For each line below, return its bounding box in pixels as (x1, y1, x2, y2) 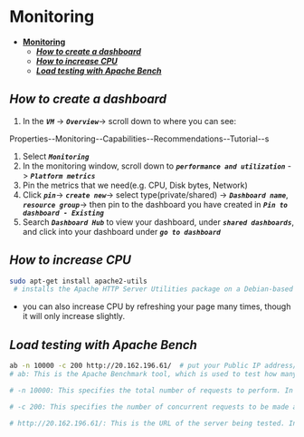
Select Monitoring (22, 151, 90, 161)
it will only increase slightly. (22, 311, 125, 322)
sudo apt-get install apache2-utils (9, 277, 147, 286)
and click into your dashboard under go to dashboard (22, 226, 222, 237)
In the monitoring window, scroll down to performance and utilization (22, 160, 286, 171)
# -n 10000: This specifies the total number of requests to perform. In (9, 385, 294, 395)
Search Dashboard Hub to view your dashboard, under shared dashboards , (22, 216, 294, 228)
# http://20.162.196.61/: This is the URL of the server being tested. (9, 419, 285, 428)
